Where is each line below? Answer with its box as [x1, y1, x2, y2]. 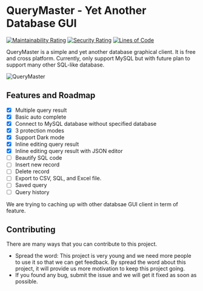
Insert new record [15, 161, 60, 168]
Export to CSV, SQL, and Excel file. [15, 175, 102, 182]
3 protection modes [15, 126, 65, 134]
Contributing [6, 224, 56, 235]
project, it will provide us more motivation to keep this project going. [15, 265, 185, 272]
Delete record [15, 168, 50, 175]
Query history [15, 188, 50, 195]
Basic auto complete [15, 113, 67, 120]
